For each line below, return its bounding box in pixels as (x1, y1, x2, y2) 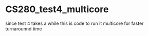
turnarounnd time (5, 25, 42, 31)
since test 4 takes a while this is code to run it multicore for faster (5, 20, 144, 26)
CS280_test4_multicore (5, 4, 109, 15)
